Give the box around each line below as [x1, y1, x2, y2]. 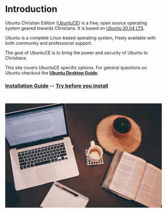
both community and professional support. [5, 40, 93, 46]
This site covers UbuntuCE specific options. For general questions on [5, 65, 147, 71]
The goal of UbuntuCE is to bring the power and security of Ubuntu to [5, 50, 148, 56]
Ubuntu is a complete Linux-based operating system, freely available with [5, 35, 156, 41]
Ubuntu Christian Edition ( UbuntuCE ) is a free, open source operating [5, 20, 147, 26]
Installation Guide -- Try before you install [5, 82, 108, 89]
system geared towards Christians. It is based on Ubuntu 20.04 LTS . [5, 25, 145, 31]
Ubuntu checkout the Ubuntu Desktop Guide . [5, 70, 99, 75]
